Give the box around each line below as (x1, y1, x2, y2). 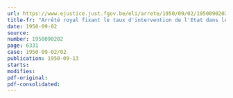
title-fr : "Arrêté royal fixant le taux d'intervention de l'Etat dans (7, 17, 218, 23)
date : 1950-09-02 (7, 23, 58, 30)
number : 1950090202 (7, 36, 64, 43)
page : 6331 (7, 42, 39, 49)
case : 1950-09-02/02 (7, 49, 67, 56)
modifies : (7, 68, 36, 75)
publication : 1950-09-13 (7, 55, 79, 62)
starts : (7, 61, 30, 68)
